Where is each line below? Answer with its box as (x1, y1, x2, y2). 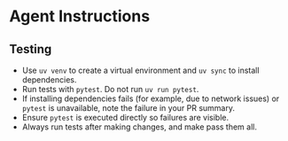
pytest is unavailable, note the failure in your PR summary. (21, 103, 235, 113)
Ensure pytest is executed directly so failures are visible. (21, 113, 229, 122)
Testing (9, 42, 52, 57)
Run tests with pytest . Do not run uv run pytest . (21, 84, 199, 94)
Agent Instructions (9, 6, 151, 27)
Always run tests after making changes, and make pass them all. (21, 121, 257, 132)
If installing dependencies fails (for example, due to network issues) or (21, 93, 280, 104)
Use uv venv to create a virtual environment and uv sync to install (21, 65, 260, 75)
